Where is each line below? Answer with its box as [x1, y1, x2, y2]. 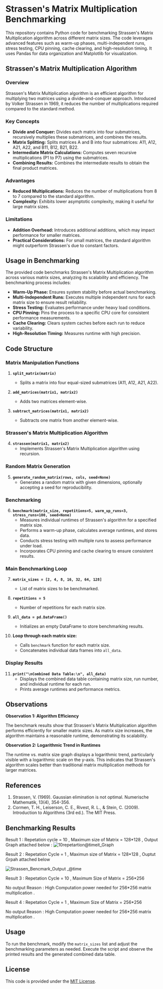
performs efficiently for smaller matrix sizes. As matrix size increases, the [5, 728, 152, 734]
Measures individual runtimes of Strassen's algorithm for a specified [19, 517, 157, 523]
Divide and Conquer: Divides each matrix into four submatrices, [12, 129, 141, 135]
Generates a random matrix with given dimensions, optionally [19, 479, 143, 485]
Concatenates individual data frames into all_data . [19, 648, 122, 653]
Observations [5, 700, 48, 708]
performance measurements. [12, 315, 71, 321]
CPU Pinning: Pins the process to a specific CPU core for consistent [12, 310, 149, 316]
